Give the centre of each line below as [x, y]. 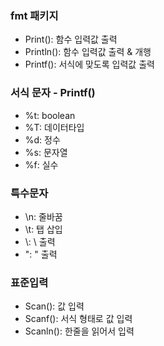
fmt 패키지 [34, 15]
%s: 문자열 [46, 152]
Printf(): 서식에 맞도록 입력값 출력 [89, 64]
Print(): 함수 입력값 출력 [71, 39]
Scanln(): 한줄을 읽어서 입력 [79, 331]
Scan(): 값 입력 [54, 306]
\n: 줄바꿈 [43, 216]
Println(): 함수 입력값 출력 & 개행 [88, 52]
